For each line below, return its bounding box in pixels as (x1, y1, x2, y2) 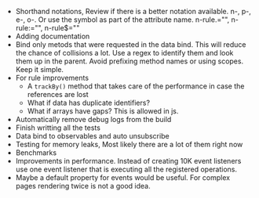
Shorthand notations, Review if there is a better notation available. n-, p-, (15, 7, 251, 16)
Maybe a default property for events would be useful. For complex (15, 173, 230, 182)
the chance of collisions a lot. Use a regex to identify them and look (15, 49, 234, 57)
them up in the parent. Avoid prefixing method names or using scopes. (15, 56, 244, 66)
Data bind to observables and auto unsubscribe (15, 131, 170, 140)
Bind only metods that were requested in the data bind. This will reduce (15, 40, 246, 49)
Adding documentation (15, 31, 90, 41)
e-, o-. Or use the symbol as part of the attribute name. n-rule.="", (15, 15, 230, 24)
